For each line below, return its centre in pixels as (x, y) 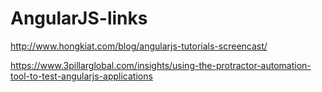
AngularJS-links (79, 18)
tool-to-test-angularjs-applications (81, 76)
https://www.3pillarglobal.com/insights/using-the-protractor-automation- (161, 65)
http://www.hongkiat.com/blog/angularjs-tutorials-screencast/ (139, 46)
